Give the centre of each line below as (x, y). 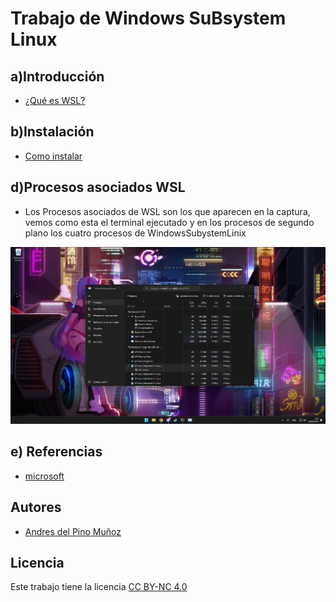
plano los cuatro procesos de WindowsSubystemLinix (135, 233)
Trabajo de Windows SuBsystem (148, 18)
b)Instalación (52, 132)
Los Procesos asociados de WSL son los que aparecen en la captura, (167, 211)
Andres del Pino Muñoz (73, 531)
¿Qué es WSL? (55, 100)
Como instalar (53, 156)
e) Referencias (56, 452)
